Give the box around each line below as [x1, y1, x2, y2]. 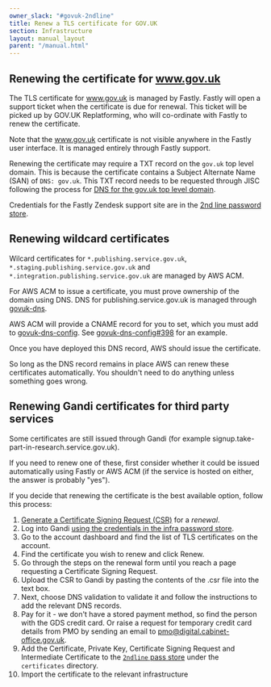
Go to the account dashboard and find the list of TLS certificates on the [20, 532, 259, 542]
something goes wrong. [9, 376, 88, 386]
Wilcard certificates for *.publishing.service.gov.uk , [9, 253, 187, 263]
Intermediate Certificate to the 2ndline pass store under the [20, 651, 219, 662]
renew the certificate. [9, 119, 81, 128]
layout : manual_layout [9, 34, 85, 43]
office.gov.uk [20, 635, 65, 644]
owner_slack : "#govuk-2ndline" [9, 11, 115, 20]
